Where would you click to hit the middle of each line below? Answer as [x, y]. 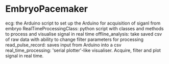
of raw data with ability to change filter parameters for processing [75, 39]
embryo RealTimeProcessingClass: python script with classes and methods [84, 28]
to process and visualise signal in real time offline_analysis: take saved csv [84, 34]
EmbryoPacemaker [47, 9]
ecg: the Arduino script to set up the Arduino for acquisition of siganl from [83, 23]
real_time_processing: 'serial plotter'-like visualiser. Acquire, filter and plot [83, 50]
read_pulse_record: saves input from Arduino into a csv [63, 45]
